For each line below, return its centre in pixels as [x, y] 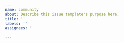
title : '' [15, 19]
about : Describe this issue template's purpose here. [62, 14]
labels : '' [16, 24]
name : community [22, 10]
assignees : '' [20, 28]
